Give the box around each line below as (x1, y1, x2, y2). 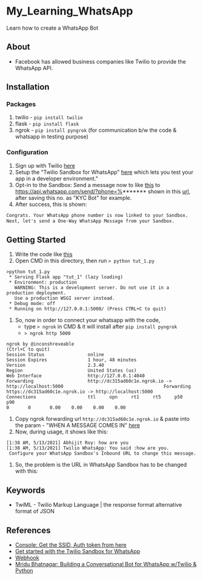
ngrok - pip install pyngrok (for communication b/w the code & (15, 127, 177, 134)
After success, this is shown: (15, 200, 87, 208)
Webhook (15, 554, 39, 561)
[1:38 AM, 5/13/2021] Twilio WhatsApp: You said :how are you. (6, 445, 170, 452)
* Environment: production (8, 280, 78, 286)
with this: (15, 467, 38, 475)
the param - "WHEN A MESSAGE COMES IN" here (15, 422, 141, 429)
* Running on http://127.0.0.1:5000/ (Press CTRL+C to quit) (8, 306, 167, 312)
